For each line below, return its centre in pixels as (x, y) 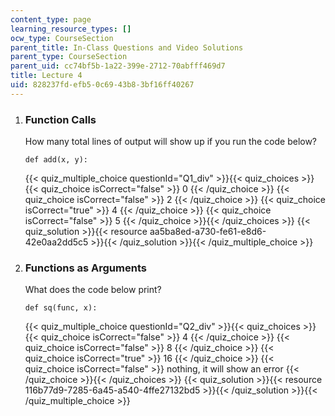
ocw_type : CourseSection (62, 38)
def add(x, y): (56, 160)
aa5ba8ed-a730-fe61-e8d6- (208, 232)
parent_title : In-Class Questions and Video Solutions (127, 47)
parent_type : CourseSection (69, 57)
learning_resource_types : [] (71, 29)
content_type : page (51, 19)
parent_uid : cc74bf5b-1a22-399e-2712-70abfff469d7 (118, 66)
